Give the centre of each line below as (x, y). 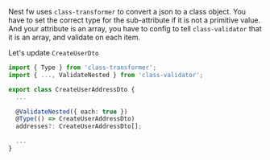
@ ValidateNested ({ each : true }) (72, 112)
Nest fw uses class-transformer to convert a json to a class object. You (127, 12)
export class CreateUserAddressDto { (72, 89)
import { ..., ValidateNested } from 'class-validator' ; (106, 75)
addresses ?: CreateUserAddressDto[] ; (79, 127)
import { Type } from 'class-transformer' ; (83, 68)
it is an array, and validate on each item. (75, 37)
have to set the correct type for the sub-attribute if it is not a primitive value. (134, 20)
